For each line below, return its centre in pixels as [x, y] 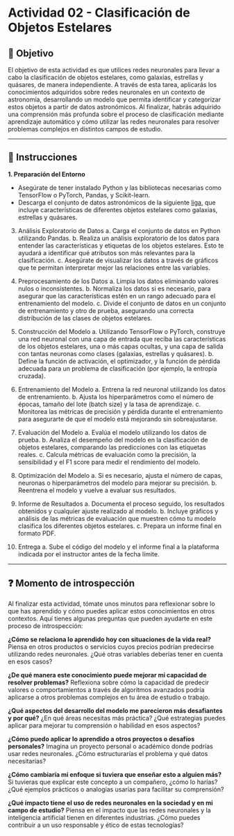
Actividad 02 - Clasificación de [99, 13]
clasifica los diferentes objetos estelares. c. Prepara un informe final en [119, 526]
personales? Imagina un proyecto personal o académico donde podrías [111, 746]
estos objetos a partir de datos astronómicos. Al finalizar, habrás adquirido [115, 107]
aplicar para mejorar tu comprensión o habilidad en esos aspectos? [104, 725]
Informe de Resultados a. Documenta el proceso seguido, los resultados [121, 504]
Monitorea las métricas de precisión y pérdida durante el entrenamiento [120, 411]
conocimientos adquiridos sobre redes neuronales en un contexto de [107, 92]
